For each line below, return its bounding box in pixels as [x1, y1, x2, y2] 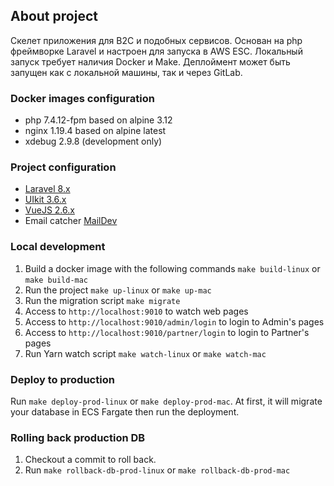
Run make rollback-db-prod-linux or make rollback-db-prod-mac [24, 464, 291, 476]
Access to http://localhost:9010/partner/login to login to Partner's [24, 326, 310, 338]
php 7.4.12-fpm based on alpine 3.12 [24, 114, 173, 126]
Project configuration [10, 160, 117, 174]
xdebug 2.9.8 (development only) [24, 135, 163, 148]
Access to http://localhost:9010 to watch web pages [24, 305, 249, 317]
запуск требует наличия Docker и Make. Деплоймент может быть [10, 55, 291, 68]
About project [10, 8, 98, 25]
